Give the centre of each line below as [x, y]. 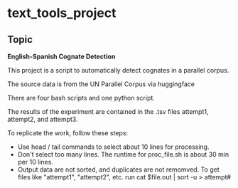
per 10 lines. [35, 162]
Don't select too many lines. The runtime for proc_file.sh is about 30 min [123, 154]
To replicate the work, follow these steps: [68, 133]
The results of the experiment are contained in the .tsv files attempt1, [108, 111]
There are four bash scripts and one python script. [81, 98]
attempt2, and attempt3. [43, 119]
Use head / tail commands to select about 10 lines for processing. [113, 147]
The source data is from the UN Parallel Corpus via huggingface [101, 84]
